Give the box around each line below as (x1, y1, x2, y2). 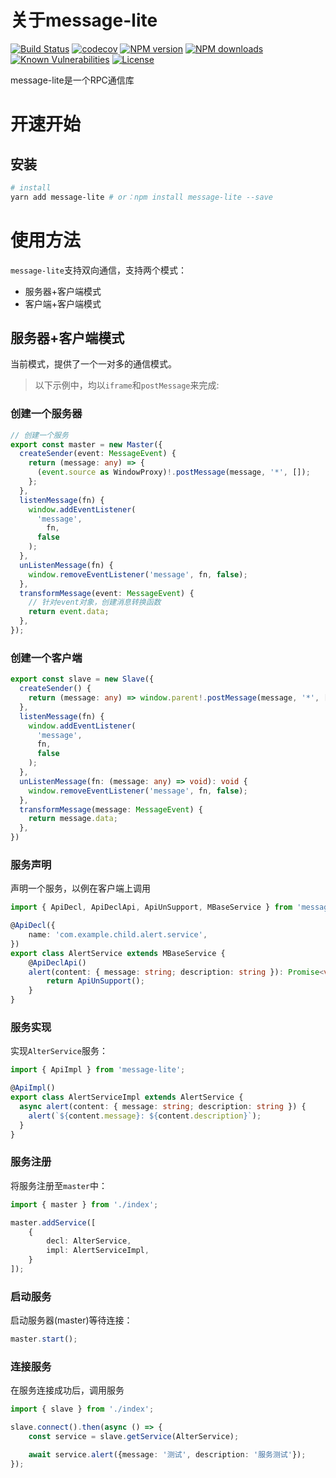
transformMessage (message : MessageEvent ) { (19, 804, 203, 815)
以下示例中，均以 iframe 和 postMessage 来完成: (34, 379, 220, 391)
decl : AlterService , (46, 1236, 132, 1246)
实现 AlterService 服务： (10, 1045, 108, 1057)
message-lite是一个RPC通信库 (10, 74, 135, 86)
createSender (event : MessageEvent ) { (19, 449, 177, 459)
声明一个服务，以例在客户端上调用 (10, 882, 151, 895)
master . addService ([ (10, 1217, 97, 1228)
